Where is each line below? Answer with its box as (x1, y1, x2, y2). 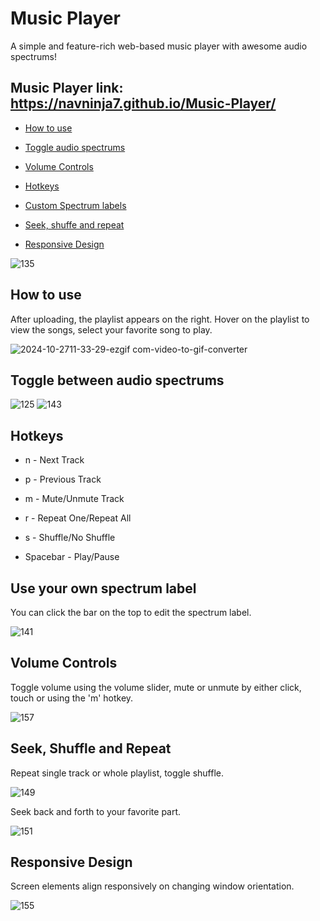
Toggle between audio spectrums (10, 372, 225, 389)
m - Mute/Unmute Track (24, 493, 125, 505)
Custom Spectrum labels (24, 199, 127, 211)
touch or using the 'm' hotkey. (10, 692, 134, 704)
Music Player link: (10, 80, 124, 97)
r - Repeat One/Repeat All (24, 512, 132, 524)
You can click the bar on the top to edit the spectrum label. (10, 607, 252, 618)
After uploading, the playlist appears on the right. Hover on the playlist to (10, 313, 310, 325)
